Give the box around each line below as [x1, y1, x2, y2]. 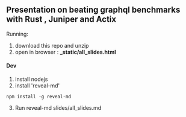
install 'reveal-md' [14, 82, 60, 89]
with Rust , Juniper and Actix [6, 14, 116, 25]
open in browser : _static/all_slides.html [14, 48, 116, 55]
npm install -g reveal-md [6, 93, 71, 100]
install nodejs [14, 75, 48, 83]
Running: [6, 30, 29, 37]
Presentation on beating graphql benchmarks [6, 5, 181, 15]
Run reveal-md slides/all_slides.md [14, 104, 102, 112]
